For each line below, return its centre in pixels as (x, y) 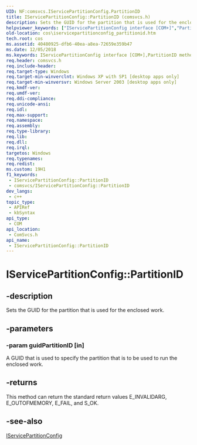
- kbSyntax (22, 213)
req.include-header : (31, 66)
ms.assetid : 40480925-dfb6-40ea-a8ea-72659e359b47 (69, 44)
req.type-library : (28, 131)
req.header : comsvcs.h (34, 60)
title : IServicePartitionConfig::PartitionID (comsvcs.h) (78, 17)
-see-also (24, 421)
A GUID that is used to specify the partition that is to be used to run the (92, 358)
